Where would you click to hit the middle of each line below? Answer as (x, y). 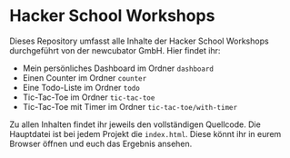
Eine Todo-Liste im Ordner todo (81, 87)
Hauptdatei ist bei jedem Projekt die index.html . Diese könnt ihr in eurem (145, 133)
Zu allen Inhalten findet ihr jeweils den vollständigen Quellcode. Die (135, 124)
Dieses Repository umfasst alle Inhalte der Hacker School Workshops (140, 41)
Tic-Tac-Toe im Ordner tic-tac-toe (89, 97)
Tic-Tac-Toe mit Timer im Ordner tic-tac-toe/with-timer (130, 106)
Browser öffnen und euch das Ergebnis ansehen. (101, 143)
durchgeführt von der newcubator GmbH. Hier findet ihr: (115, 50)
